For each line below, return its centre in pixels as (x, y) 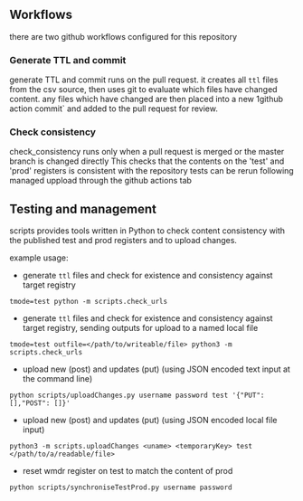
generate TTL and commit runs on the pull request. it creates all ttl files (144, 80)
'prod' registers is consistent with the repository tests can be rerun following (151, 171)
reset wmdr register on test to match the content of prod (128, 471)
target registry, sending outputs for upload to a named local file (140, 328)
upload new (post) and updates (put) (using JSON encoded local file (150, 421)
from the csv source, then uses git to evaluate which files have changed (143, 90)
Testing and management (83, 208)
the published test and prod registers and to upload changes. (123, 241)
